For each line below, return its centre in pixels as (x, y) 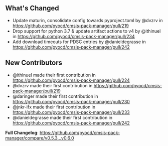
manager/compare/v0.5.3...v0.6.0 (40, 138)
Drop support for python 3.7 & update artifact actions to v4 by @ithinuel (87, 31)
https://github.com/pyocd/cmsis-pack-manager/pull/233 (71, 112)
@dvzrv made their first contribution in (52, 85)
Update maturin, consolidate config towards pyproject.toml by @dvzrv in (88, 20)
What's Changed (32, 8)
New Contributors (34, 63)
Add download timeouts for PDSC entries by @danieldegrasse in (79, 42)
